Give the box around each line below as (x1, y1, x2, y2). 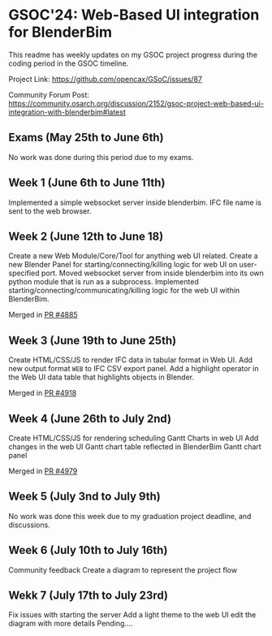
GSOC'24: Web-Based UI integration (8, 6, 260, 24)
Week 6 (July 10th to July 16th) (8, 543, 168, 557)
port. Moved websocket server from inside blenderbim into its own (41, 268, 264, 278)
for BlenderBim (8, 23, 112, 41)
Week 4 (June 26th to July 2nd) (8, 412, 172, 426)
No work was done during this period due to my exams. (8, 152, 194, 162)
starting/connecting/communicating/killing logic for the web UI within (8, 286, 240, 296)
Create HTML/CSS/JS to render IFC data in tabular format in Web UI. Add (8, 355, 253, 365)
